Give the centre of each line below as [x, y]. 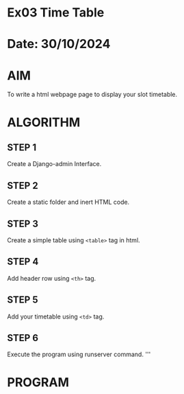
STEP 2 [23, 186]
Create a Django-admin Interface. [54, 164]
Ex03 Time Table [56, 13]
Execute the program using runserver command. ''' [79, 354]
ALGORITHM [44, 122]
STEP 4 [23, 262]
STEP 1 [22, 147]
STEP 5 [23, 300]
